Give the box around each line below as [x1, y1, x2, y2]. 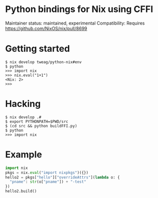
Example [5, 149, 42, 160]
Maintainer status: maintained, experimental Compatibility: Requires [5, 20, 145, 26]
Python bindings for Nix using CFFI [5, 4, 153, 15]
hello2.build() [5, 189, 37, 194]
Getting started [5, 43, 70, 55]
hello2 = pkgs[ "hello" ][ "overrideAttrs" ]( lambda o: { [5, 174, 120, 180]
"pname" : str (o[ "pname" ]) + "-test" [10, 179, 86, 184]
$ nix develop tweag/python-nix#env [5, 59, 82, 65]
